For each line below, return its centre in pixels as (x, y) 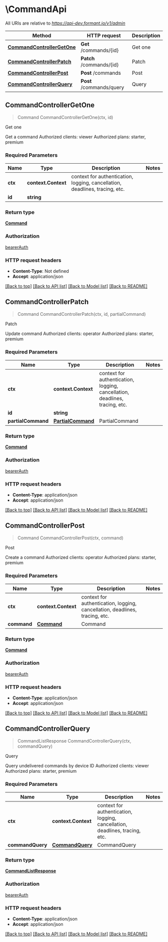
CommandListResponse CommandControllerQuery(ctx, (74, 741)
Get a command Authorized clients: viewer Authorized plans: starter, (75, 137)
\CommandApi (36, 9)
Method (42, 35)
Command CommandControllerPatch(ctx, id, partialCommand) (81, 314)
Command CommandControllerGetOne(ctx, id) (65, 117)
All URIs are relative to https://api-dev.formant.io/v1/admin (65, 23)
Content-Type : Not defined (40, 271)
